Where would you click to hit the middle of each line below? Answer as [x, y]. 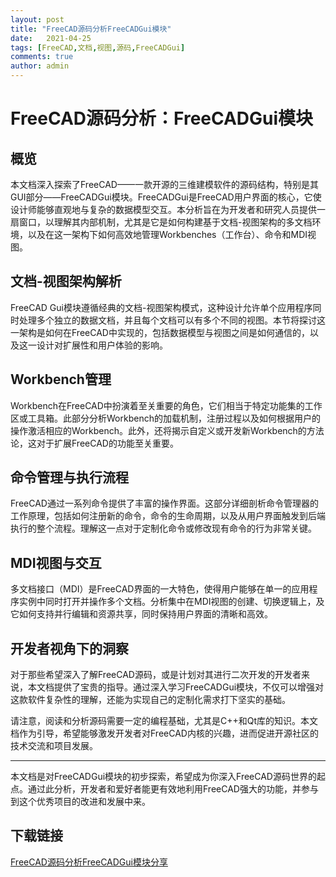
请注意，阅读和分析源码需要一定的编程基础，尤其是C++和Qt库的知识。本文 [164, 721]
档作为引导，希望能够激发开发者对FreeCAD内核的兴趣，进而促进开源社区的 [164, 733]
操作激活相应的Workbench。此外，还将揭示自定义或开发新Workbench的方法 [167, 430]
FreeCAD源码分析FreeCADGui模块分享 [89, 862]
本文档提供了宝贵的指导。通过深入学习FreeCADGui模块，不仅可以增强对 [176, 687]
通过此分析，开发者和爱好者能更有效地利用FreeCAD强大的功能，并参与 [173, 789]
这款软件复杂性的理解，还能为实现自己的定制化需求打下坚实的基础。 [150, 700]
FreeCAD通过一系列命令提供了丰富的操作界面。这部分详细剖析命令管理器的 [164, 503]
